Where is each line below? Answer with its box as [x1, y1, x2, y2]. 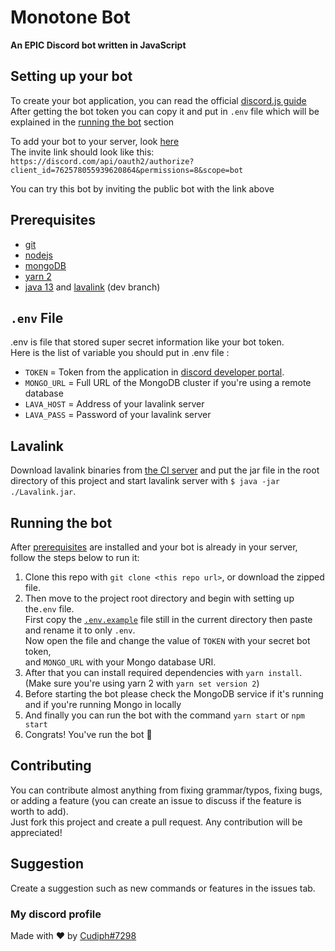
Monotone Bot [10, 6, 131, 29]
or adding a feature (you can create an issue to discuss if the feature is [10, 794, 302, 806]
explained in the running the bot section [10, 116, 175, 128]
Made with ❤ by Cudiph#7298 [10, 929, 137, 941]
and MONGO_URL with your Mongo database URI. [24, 656, 217, 668]
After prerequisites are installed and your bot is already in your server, [10, 541, 298, 553]
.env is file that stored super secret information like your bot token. [10, 336, 285, 348]
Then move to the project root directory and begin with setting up [24, 592, 295, 604]
